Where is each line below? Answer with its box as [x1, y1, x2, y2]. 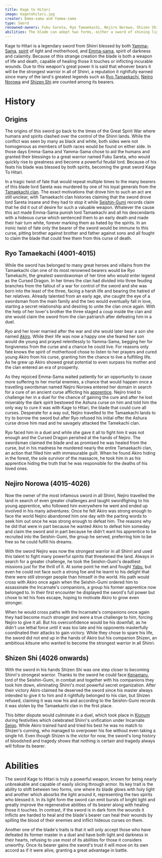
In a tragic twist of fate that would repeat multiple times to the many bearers [5, 179, 156, 184]
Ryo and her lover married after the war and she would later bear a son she [5, 328, 154, 334]
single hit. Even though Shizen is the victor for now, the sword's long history [5, 733, 156, 739]
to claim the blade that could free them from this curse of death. [5, 236, 133, 241]
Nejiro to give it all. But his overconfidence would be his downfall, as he [5, 619, 147, 625]
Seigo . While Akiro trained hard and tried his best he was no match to [5, 723, 143, 729]
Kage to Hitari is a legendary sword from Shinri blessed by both [5, 43, 131, 48]
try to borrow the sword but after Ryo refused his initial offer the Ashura [5, 415, 147, 421]
